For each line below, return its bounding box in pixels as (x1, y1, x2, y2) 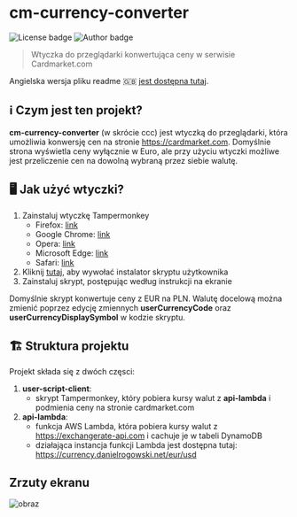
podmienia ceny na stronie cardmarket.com (35, 402, 195, 413)
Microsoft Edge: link (35, 247, 109, 258)
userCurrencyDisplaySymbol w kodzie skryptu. (9, 312, 186, 322)
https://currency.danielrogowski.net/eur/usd (35, 450, 197, 460)
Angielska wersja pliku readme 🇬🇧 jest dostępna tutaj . (9, 75, 209, 86)
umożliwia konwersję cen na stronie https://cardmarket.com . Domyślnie (9, 136, 271, 147)
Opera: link (35, 238, 75, 249)
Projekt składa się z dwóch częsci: (9, 367, 136, 377)
